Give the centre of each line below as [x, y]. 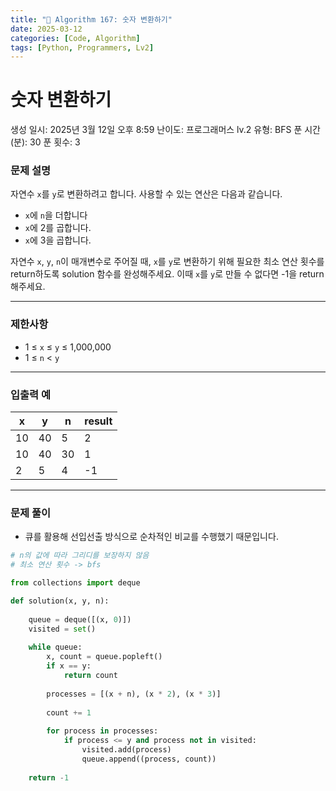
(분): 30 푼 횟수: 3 [45, 142]
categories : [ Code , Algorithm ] [75, 38]
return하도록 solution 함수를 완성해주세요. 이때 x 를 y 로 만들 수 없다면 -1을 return [167, 274]
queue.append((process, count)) [149, 759]
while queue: [55, 647]
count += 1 [69, 712]
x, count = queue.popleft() [104, 657]
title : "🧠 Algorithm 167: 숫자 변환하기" [91, 19]
